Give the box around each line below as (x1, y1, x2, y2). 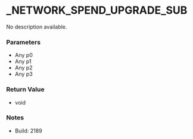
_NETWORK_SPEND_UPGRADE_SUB (6, 4, 188, 17)
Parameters (6, 38, 41, 46)
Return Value (6, 86, 45, 94)
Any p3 (14, 71, 33, 78)
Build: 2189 (14, 127, 43, 134)
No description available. (6, 23, 67, 30)
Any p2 (14, 64, 33, 71)
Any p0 (14, 52, 33, 59)
